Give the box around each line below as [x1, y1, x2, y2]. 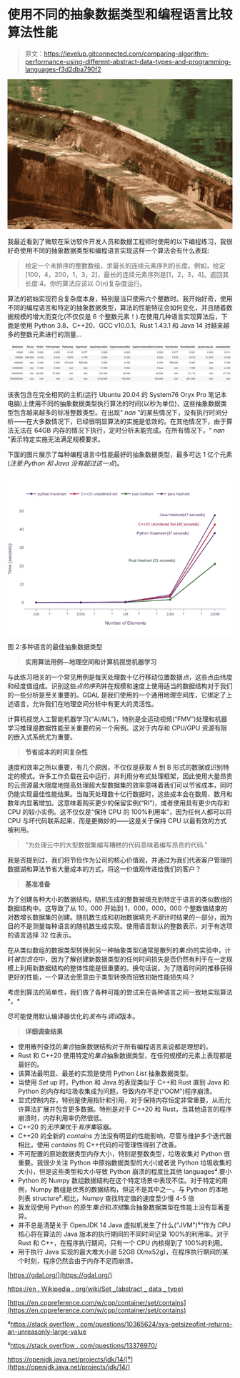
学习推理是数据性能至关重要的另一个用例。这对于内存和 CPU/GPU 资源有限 [7, 723, 227, 732]
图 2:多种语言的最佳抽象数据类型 [7, 642, 103, 650]
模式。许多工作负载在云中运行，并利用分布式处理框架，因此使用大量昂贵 [19, 772, 233, 780]
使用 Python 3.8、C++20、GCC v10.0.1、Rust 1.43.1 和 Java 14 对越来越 [19, 321, 230, 329]
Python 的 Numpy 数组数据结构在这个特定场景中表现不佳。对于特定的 [17, 1176, 222, 1185]
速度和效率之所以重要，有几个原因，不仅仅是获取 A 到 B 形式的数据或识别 [7, 763, 224, 771]
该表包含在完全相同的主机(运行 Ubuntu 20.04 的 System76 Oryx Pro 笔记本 [7, 390, 227, 398]
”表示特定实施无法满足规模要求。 [7, 435, 105, 443]
